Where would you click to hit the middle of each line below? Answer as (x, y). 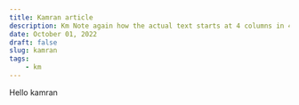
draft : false (33, 42)
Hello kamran (33, 92)
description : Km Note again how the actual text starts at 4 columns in (147, 26)
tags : (19, 59)
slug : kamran (33, 51)
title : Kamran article (51, 17)
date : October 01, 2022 (53, 34)
